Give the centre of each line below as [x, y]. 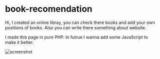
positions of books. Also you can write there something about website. [76, 27]
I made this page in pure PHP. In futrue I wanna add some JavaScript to [77, 37]
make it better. [19, 42]
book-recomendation [49, 9]
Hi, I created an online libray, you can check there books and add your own [80, 22]
